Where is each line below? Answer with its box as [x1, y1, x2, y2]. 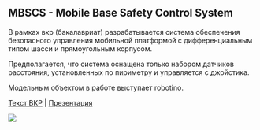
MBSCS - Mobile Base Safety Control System [8, 6, 234, 20]
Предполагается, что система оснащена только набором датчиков [8, 59, 235, 69]
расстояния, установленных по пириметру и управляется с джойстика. [8, 67, 250, 77]
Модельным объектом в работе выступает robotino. [8, 83, 184, 92]
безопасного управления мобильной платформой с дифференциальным [8, 35, 253, 45]
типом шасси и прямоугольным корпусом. [8, 43, 152, 54]
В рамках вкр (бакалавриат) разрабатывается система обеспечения [8, 27, 240, 36]
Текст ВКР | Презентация [8, 98, 93, 107]
